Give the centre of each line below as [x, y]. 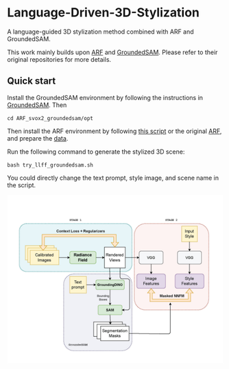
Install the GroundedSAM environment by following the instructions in [105, 97]
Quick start [32, 81]
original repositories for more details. [59, 59]
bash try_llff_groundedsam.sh [50, 165]
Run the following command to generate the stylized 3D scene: [96, 152]
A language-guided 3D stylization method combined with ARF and [100, 32]
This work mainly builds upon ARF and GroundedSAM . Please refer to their [112, 52]
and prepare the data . [38, 138]
